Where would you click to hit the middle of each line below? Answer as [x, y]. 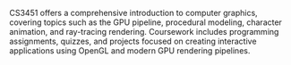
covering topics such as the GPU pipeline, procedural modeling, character [145, 22]
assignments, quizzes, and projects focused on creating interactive [133, 41]
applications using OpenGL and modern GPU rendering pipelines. [130, 51]
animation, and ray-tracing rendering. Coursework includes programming [144, 32]
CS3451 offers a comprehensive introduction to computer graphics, [133, 13]
